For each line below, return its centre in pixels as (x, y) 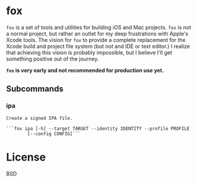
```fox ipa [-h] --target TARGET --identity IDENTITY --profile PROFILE (98, 129)
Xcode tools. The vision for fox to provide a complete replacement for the (96, 40)
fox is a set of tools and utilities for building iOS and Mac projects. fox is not (99, 27)
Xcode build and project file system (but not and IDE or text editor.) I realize (98, 46)
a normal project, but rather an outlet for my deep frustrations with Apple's (97, 33)
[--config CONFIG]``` (54, 134)
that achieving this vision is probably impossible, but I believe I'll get (89, 52)
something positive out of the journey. (53, 59)
